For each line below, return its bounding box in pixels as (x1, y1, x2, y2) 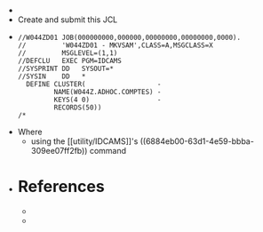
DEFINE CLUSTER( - (26, 80, 162, 89)
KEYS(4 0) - (53, 95, 162, 104)
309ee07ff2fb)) (30, 146, 88, 156)
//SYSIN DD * (17, 72, 86, 81)
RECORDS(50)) (53, 103, 102, 112)
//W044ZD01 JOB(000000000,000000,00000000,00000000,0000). (17, 33, 242, 42)
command (89, 146, 127, 156)
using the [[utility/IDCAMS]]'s (30, 136, 139, 147)
